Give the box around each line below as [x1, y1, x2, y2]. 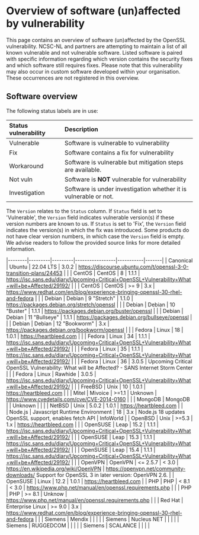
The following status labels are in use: [6, 107, 99, 114]
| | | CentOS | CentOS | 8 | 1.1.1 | [63, 269, 140, 277]
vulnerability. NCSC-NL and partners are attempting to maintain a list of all [6, 43, 188, 50]
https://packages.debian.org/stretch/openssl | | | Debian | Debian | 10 [6, 301, 176, 308]
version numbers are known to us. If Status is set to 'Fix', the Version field [6, 220, 187, 227]
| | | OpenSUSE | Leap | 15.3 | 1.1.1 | [71, 433, 156, 441]
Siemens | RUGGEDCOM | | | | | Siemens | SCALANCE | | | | [6, 521, 150, 529]
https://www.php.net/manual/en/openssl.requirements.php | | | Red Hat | [6, 496, 184, 504]
